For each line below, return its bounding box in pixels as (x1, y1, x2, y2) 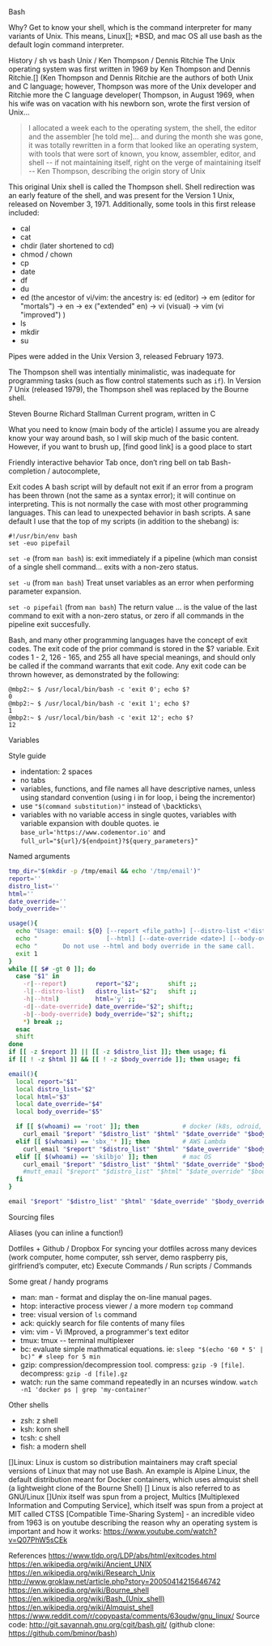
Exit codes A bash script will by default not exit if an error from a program (8, 482, 253, 491)
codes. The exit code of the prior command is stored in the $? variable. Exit (8, 644, 260, 653)
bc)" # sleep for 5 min (19, 1352, 101, 1361)
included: (8, 208, 40, 218)
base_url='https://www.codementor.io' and (19, 827, 166, 836)
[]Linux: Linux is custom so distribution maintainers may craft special (8, 1457, 237, 1467)
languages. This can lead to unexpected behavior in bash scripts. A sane (8, 508, 251, 517)
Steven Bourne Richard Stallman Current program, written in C (8, 409, 216, 418)
